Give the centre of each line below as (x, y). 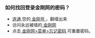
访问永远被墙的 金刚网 (34, 25)
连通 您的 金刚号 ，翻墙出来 (39, 19)
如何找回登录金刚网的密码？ (38, 7)
